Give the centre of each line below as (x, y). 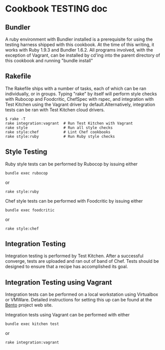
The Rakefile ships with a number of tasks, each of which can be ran (76, 88)
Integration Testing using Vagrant (59, 282)
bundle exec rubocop (27, 173)
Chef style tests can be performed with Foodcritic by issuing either (74, 201)
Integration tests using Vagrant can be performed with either (67, 315)
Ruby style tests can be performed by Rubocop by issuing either (71, 164)
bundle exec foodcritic (30, 210)
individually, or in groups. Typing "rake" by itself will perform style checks (81, 94)
